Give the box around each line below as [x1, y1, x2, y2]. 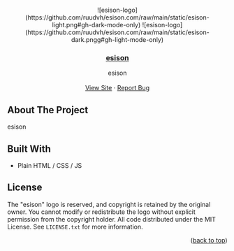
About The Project [7, 103, 89, 116]
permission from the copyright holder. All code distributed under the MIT [7, 215, 217, 223]
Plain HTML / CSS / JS [17, 161, 82, 169]
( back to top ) [190, 236, 228, 244]
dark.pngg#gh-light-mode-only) [71, 36, 164, 43]
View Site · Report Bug [85, 84, 150, 92]
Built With [7, 143, 51, 155]
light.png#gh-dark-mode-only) [52, 21, 141, 29]
